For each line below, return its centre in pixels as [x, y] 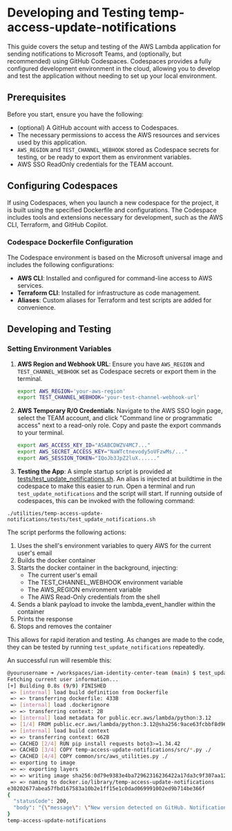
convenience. [37, 307]
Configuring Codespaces [62, 186]
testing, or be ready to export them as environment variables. [104, 157]
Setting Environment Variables [59, 349]
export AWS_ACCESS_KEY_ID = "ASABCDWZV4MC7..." [84, 446]
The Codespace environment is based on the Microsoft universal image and [115, 257]
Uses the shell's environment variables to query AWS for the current [114, 545]
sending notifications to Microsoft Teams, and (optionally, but [94, 54]
